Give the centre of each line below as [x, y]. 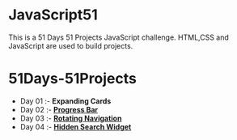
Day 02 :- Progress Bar [59, 109]
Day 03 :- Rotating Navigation [71, 118]
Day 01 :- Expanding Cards [66, 101]
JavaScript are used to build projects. [71, 45]
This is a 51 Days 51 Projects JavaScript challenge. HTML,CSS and [118, 37]
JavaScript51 [53, 15]
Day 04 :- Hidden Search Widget [76, 126]
